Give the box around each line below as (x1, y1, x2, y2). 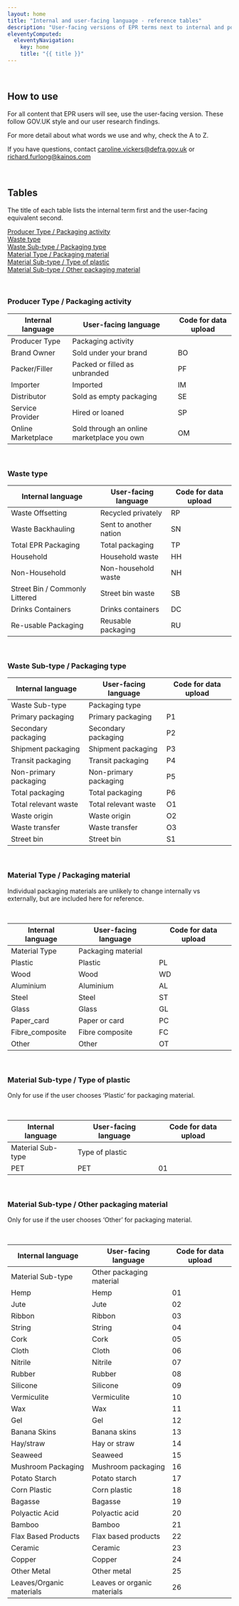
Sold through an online (72, 423, 148, 433)
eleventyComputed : (7, 30, 62, 38)
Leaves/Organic (11, 1578, 64, 1588)
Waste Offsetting (11, 508, 68, 518)
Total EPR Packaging (11, 540, 80, 550)
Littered (11, 593, 37, 603)
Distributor (11, 391, 47, 401)
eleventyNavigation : (14, 37, 75, 44)
